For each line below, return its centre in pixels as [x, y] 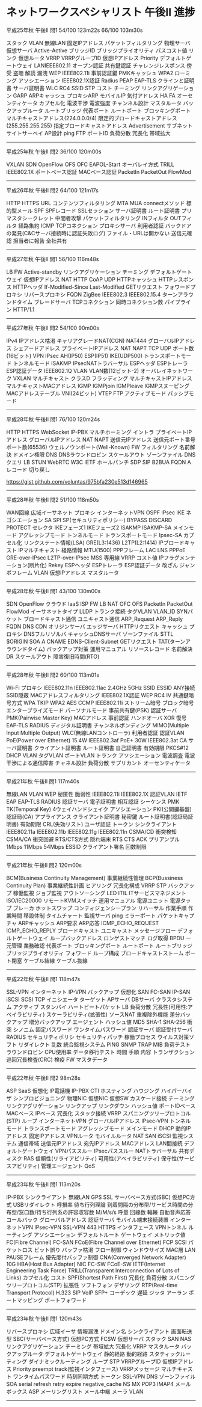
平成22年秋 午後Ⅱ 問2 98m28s [44, 1078]
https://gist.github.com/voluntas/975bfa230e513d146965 [77, 481]
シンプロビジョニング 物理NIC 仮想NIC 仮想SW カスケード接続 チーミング [104, 1098]
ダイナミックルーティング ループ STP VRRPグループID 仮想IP [103, 1361]
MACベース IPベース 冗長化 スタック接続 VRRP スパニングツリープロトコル [99, 1113]
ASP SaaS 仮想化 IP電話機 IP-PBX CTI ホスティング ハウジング [83, 1091]
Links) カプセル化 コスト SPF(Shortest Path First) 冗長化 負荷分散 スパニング [101, 1277]
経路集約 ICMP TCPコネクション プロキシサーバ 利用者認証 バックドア [105, 226]
